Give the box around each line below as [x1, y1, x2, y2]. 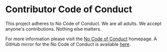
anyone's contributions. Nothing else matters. [5, 25, 101, 32]
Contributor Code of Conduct [5, 4, 132, 15]
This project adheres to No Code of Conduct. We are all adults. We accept [5, 20, 162, 27]
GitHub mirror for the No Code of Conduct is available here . [5, 41, 131, 47]
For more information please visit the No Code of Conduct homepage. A [5, 36, 157, 42]
